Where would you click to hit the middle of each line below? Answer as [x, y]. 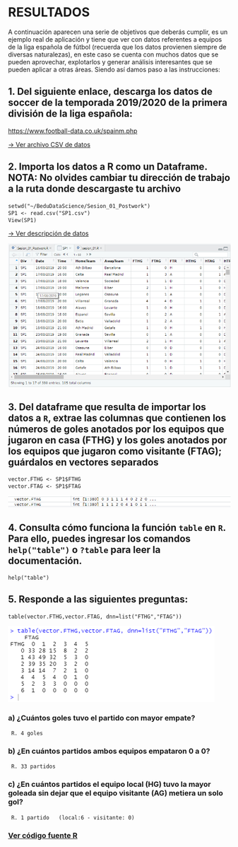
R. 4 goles [27, 734]
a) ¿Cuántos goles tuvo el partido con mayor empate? [102, 718]
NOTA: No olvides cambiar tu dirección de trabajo [119, 178]
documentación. [45, 560]
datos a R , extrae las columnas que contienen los [117, 418]
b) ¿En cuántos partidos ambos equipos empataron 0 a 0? [109, 751]
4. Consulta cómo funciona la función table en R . [117, 527]
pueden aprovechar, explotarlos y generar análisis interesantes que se [110, 62]
